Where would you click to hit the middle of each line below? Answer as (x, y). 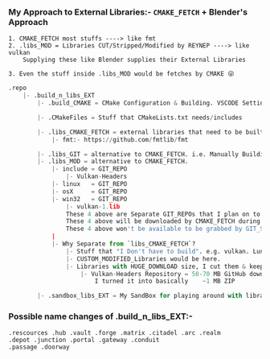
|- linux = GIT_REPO (89, 184)
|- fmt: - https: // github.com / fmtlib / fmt (120, 139)
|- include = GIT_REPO (89, 169)
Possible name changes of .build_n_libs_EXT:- (100, 316)
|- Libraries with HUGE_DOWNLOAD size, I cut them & (156, 266)
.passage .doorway (39, 347)
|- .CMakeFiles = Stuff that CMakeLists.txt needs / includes (140, 118)
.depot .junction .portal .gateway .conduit (84, 340)
